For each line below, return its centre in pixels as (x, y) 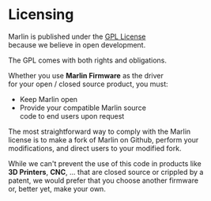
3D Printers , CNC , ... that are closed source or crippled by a (106, 172)
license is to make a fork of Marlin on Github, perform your (104, 139)
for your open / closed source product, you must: (88, 84)
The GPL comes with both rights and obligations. (88, 60)
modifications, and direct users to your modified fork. (95, 148)
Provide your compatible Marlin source (83, 108)
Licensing (41, 15)
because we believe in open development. (77, 44)
